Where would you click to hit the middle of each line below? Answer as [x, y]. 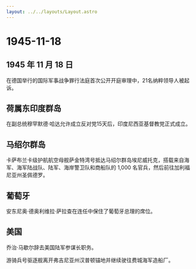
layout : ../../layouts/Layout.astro [52, 12]
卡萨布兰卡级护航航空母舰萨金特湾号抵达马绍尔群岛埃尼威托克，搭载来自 [95, 160]
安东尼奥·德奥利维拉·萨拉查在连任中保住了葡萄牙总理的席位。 [81, 211]
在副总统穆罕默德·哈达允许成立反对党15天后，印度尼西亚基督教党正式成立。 [99, 124]
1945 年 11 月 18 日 [40, 65]
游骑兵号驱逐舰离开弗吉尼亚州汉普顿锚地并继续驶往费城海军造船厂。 [90, 260]
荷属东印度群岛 [34, 108]
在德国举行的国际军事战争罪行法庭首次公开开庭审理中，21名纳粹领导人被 [95, 80]
